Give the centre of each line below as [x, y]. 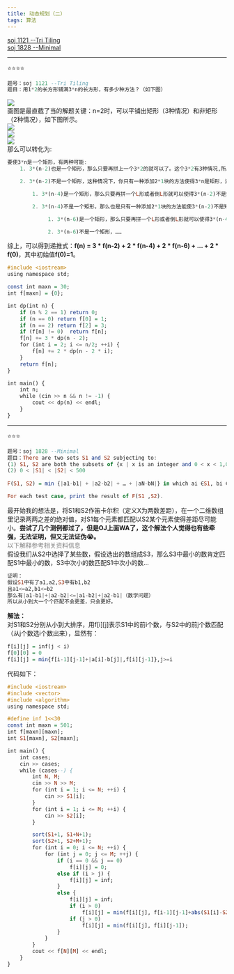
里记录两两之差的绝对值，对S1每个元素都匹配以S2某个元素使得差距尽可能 [112, 519]
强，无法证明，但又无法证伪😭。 [54, 536]
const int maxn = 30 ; [39, 287]
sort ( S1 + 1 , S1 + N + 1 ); [62, 835]
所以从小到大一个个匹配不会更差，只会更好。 [62, 602]
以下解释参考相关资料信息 [44, 545]
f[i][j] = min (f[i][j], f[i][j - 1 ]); [135, 925]
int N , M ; [46, 777]
